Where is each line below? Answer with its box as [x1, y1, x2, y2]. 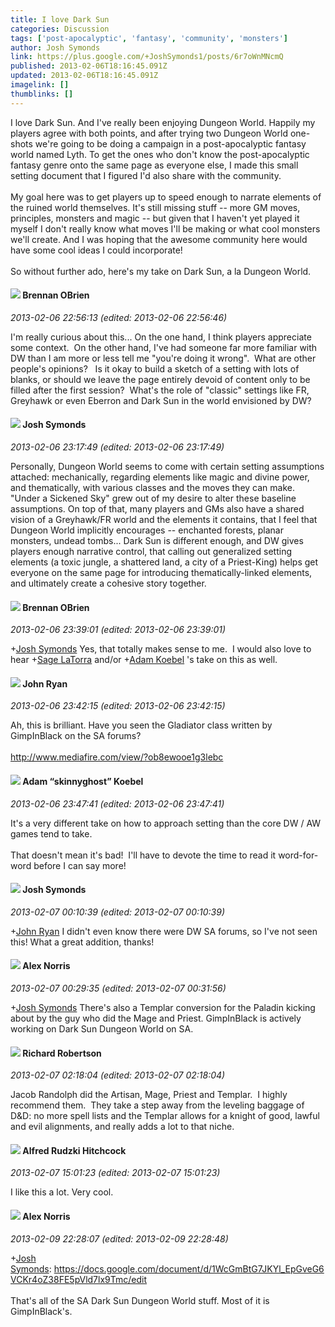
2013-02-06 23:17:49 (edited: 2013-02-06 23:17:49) [10, 441, 225, 453]
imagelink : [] [10, 80, 70, 90]
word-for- [278, 849, 319, 861]
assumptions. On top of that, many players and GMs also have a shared [10, 503, 305, 515]
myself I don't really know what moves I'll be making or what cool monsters [10, 222, 321, 235]
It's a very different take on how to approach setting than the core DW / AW [10, 817, 322, 829]
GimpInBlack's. [10, 1305, 73, 1317]
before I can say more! [33, 859, 127, 871]
